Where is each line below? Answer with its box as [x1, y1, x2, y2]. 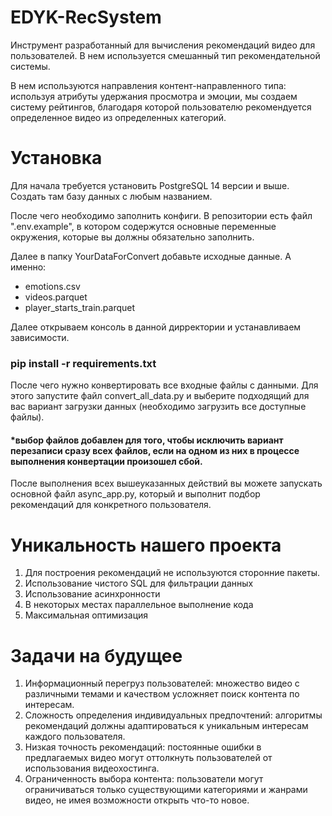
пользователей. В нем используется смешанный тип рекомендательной [10, 49, 321, 61]
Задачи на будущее [10, 644, 183, 667]
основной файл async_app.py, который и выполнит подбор [10, 488, 261, 500]
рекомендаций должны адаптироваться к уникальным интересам [24, 720, 309, 732]
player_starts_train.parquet [24, 301, 136, 313]
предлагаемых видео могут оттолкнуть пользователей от [24, 752, 273, 764]
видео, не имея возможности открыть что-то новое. [24, 794, 250, 806]
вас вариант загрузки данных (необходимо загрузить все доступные [10, 401, 307, 413]
